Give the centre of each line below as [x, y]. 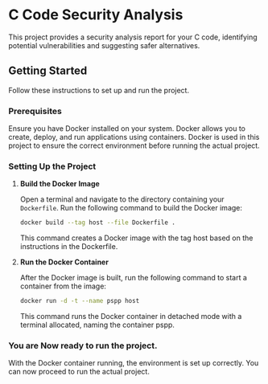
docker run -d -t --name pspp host [80, 301]
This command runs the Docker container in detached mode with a [131, 317]
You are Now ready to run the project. [83, 345]
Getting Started [48, 71]
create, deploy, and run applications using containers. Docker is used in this [134, 137]
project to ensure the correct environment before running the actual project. [134, 145]
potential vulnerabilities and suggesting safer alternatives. [104, 45]
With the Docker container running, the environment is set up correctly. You [134, 363]
